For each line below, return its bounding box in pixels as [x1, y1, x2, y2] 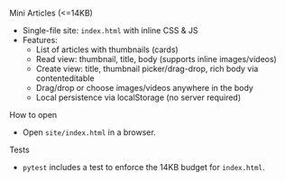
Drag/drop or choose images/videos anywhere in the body [35, 83, 254, 93]
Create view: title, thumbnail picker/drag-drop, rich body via [35, 63, 259, 74]
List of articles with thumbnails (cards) [35, 44, 179, 55]
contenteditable [35, 73, 95, 84]
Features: [22, 35, 59, 45]
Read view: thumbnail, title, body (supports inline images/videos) [35, 54, 277, 64]
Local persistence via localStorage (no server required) [35, 92, 242, 103]
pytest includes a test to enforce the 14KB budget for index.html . [22, 162, 265, 172]
